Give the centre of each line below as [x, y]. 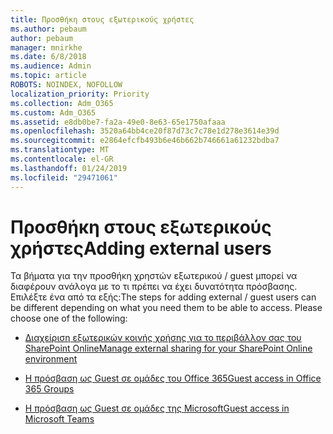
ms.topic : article [48, 76]
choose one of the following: [69, 318]
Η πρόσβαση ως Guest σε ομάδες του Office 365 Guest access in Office [173, 378]
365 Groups [49, 389]
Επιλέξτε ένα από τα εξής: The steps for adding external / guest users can [163, 297]
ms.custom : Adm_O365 [53, 112]
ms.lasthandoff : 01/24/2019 [69, 168]
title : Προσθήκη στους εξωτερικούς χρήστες [102, 19]
